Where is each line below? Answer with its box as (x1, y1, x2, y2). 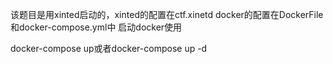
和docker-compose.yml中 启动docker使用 (10, 21, 183, 33)
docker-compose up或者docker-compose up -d (10, 43, 208, 54)
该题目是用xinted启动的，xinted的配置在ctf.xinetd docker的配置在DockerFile (10, 9, 324, 20)
